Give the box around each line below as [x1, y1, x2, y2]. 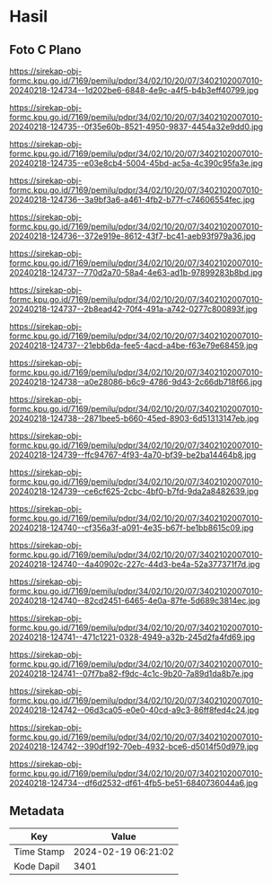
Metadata [9, 803, 65, 818]
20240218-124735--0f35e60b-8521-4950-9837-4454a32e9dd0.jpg [9, 121, 263, 132]
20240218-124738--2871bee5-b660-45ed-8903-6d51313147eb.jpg [9, 413, 259, 424]
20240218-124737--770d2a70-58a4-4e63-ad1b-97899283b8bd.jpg [9, 267, 263, 277]
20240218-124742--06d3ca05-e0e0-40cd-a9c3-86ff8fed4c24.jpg [9, 705, 259, 715]
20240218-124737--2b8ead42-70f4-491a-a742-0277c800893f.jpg [9, 303, 258, 314]
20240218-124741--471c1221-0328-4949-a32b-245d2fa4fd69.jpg [9, 632, 256, 643]
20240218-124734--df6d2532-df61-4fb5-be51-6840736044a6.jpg [9, 778, 259, 788]
